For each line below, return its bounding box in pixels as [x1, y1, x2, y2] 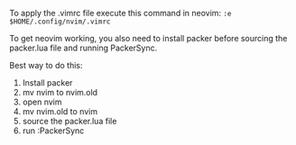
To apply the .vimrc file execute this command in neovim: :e [9, 8, 232, 18]
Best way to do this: [9, 60, 83, 70]
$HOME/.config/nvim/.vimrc [9, 17, 111, 26]
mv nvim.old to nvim [22, 106, 97, 116]
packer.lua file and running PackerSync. [9, 42, 158, 53]
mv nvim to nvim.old [22, 87, 97, 97]
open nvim [22, 96, 62, 107]
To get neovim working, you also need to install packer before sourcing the [9, 33, 288, 43]
